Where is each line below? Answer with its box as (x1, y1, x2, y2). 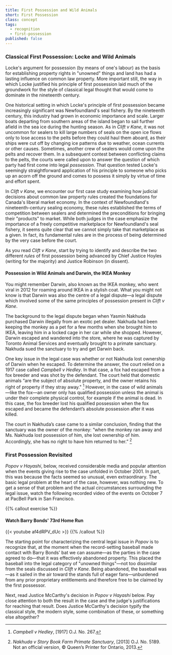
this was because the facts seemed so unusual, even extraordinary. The (5, 473, 157, 480)
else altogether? (5, 614, 39, 620)
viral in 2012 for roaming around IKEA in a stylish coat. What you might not (5, 287, 162, 293)
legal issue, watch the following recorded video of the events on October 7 (5, 490, 163, 496)
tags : (5, 22, 17, 27)
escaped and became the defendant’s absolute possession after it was (5, 406, 155, 412)
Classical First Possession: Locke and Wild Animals (5, 53, 136, 60)
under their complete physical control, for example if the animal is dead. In (5, 395, 162, 401)
